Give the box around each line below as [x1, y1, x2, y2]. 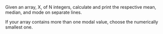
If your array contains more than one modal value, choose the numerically [5, 19, 158, 25]
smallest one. [5, 24, 33, 30]
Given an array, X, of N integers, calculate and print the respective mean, [5, 4, 156, 10]
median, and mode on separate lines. [5, 9, 82, 15]
